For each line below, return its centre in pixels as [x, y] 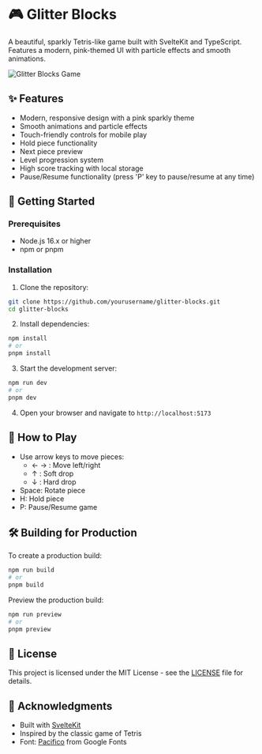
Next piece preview [51, 151]
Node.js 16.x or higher [55, 241]
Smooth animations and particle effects [83, 126]
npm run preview [35, 614]
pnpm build [26, 585]
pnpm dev [22, 398]
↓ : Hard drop [54, 481]
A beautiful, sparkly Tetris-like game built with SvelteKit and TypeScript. [125, 41]
